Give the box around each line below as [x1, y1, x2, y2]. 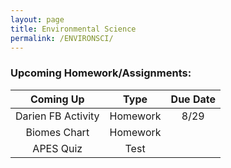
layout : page [10, 14, 65, 25]
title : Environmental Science [10, 24, 137, 34]
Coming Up [29, 92, 85, 106]
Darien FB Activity [15, 109, 100, 123]
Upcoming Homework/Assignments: [10, 66, 192, 80]
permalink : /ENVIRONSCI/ [10, 33, 114, 43]
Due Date [170, 92, 216, 106]
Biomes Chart [25, 125, 90, 139]
